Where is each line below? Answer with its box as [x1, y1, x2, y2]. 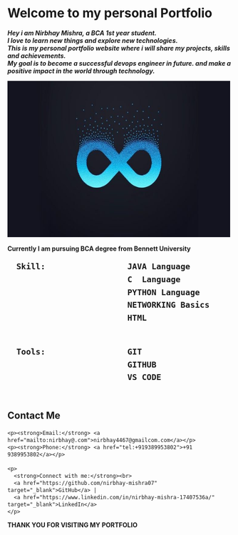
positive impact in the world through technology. [7, 66, 155, 75]
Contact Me [7, 409, 61, 422]
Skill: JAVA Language [16, 261, 191, 271]
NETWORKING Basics [127, 300, 210, 310]
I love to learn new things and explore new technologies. [7, 36, 178, 44]
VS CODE [127, 372, 162, 383]
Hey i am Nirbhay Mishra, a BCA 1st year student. [7, 29, 157, 37]
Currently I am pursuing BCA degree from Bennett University [7, 244, 191, 253]
